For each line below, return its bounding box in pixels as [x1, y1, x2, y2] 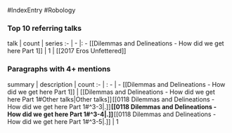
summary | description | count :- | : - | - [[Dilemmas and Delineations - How [7, 80, 226, 88]
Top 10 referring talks [7, 23, 82, 33]
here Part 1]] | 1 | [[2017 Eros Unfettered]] [7, 47, 127, 55]
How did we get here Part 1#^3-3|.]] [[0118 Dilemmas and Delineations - [7, 102, 217, 111]
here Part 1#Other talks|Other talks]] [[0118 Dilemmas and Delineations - [7, 94, 215, 104]
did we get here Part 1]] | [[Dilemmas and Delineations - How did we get [7, 87, 216, 96]
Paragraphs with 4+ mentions [7, 64, 111, 74]
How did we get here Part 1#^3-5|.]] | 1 [7, 117, 120, 125]
